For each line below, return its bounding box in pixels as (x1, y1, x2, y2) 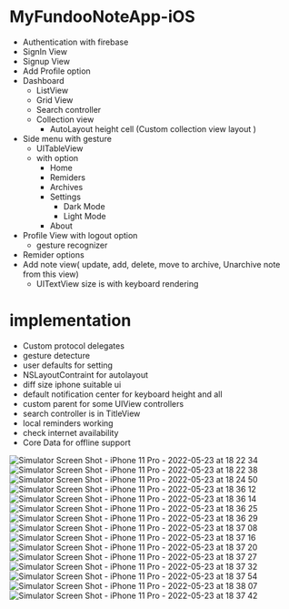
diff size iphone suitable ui (22, 379, 122, 390)
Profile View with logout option (22, 229, 138, 240)
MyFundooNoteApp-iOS (9, 6, 195, 27)
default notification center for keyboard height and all (22, 389, 223, 400)
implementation (9, 310, 132, 331)
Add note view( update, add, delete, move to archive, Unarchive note (22, 259, 281, 269)
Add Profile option (22, 66, 91, 76)
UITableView (35, 143, 84, 154)
